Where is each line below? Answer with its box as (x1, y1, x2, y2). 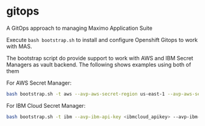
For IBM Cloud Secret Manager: (6, 102, 86, 109)
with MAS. (6, 43, 32, 50)
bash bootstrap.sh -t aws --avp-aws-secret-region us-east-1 (6, 91, 165, 97)
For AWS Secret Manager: (6, 79, 72, 86)
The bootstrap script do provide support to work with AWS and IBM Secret (6, 54, 193, 61)
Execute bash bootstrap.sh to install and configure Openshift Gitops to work (6, 36, 198, 43)
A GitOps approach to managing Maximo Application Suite (6, 24, 153, 32)
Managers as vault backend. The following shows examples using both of (6, 61, 192, 68)
